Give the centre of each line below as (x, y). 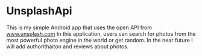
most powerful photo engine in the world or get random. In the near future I (99, 40)
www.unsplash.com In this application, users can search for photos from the (101, 33)
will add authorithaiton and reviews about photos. (68, 46)
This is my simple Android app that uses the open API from (79, 27)
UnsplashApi (39, 11)
